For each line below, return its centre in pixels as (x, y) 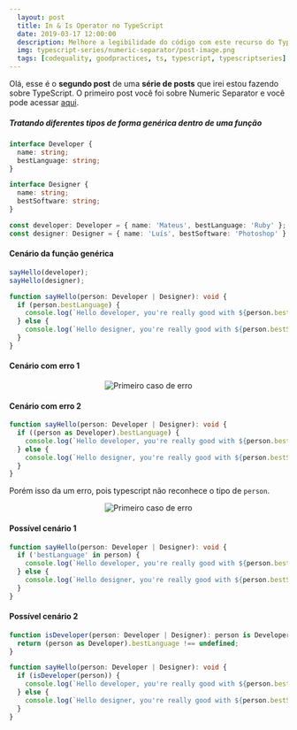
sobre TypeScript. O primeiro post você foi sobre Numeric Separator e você (147, 93)
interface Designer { (49, 185)
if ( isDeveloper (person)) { (69, 676)
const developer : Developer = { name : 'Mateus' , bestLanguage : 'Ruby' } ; (148, 225)
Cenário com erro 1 (45, 366)
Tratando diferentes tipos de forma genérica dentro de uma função (136, 123)
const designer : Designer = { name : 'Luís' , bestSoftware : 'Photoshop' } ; (150, 234)
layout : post (41, 17)
